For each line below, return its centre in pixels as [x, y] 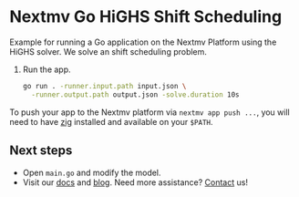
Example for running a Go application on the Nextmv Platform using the [143, 42]
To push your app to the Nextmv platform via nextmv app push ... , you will [149, 112]
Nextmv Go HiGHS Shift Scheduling [146, 17]
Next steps [41, 151]
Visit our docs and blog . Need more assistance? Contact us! [135, 182]
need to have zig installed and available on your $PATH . [111, 121]
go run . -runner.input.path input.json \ [104, 86]
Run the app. [46, 69]
